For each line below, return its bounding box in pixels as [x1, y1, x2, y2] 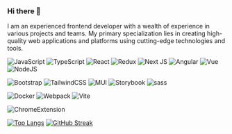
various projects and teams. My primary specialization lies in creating [7, 29, 206, 37]
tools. [7, 44, 24, 53]
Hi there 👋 [7, 6, 42, 16]
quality [7, 37, 27, 45]
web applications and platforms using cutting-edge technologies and [28, 37, 226, 45]
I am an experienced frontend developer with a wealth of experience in [7, 22, 210, 31]
